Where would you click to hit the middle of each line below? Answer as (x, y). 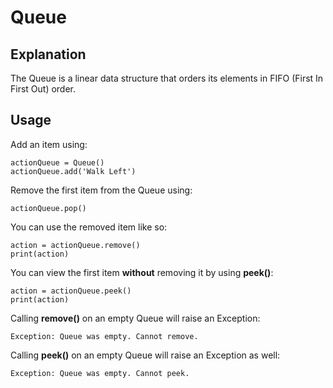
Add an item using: (49, 144)
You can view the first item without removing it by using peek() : (142, 272)
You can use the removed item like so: (89, 227)
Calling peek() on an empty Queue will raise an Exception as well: (145, 355)
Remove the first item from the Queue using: (101, 190)
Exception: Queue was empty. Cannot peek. (100, 373)
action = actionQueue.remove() (75, 245)
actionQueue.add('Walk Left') (73, 171)
